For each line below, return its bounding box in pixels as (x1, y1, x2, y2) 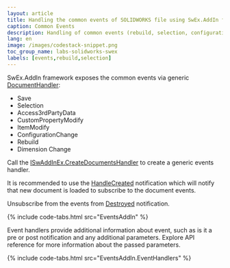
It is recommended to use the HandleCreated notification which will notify (7, 179, 215, 187)
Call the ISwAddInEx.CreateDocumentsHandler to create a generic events (7, 158, 214, 167)
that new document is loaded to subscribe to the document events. (7, 186, 196, 194)
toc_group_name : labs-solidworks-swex (7, 49, 118, 56)
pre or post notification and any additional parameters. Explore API (7, 233, 195, 241)
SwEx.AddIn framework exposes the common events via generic (7, 73, 190, 82)
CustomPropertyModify (16, 116, 84, 124)
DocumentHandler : (7, 80, 61, 89)
